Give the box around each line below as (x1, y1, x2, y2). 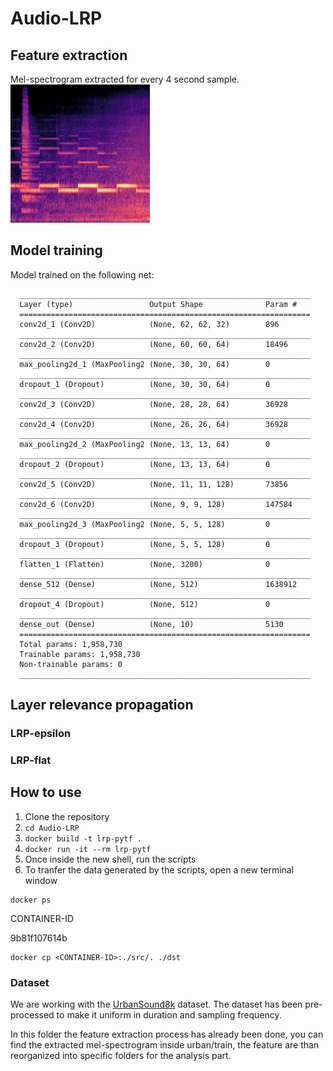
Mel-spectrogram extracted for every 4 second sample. (10, 73, 240, 85)
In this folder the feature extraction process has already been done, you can (10, 1028, 324, 1041)
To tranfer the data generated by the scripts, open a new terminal (24, 863, 295, 876)
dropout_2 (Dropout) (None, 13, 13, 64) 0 (19, 459, 271, 469)
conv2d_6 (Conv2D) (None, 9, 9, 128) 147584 (19, 499, 293, 509)
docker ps (10, 895, 52, 905)
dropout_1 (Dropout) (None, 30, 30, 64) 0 (19, 379, 271, 389)
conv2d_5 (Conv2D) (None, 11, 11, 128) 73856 (19, 479, 288, 489)
